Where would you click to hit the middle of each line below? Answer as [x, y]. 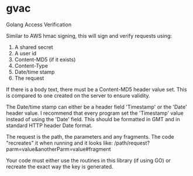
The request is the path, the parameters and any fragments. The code [90, 136]
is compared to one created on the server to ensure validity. [78, 96]
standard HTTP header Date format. [49, 125]
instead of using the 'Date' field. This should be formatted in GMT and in [93, 119]
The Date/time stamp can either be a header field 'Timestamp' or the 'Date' [96, 107]
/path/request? [132, 143]
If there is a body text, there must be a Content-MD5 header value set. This [96, 89]
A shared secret [34, 47]
